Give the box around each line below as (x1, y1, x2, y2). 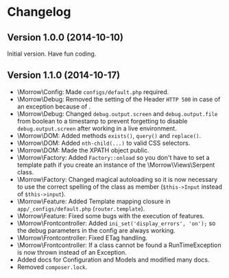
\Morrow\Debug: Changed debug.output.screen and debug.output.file (16, 109, 218, 117)
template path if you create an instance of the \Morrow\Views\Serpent (16, 161, 215, 169)
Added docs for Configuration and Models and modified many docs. (16, 255, 210, 264)
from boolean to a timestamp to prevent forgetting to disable (16, 117, 188, 125)
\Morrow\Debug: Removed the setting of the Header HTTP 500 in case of (16, 95, 221, 103)
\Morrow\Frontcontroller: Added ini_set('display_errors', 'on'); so (16, 219, 216, 227)
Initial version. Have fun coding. (7, 49, 97, 58)
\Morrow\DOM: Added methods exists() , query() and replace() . (16, 131, 202, 139)
